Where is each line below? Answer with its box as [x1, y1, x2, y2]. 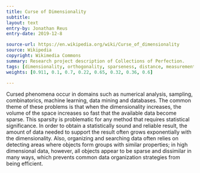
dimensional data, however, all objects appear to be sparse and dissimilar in [6, 147, 192, 155]
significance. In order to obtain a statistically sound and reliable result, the [6, 122, 187, 130]
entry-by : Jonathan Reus [6, 25, 68, 32]
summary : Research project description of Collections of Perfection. [6, 58, 185, 64]
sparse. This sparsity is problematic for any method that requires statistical [6, 116, 190, 123]
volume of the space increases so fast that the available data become [6, 109, 177, 117]
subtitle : [6, 14, 31, 20]
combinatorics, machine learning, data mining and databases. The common [6, 97, 192, 104]
